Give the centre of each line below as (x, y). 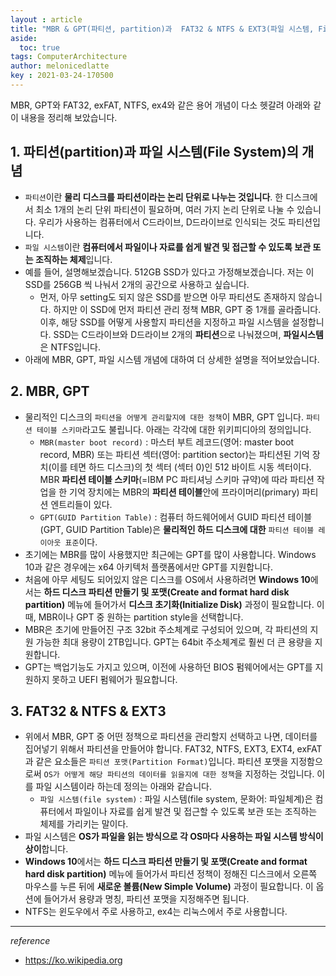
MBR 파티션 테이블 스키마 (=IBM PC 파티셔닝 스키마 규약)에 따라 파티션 (177, 479)
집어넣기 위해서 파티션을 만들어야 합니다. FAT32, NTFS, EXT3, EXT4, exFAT (173, 749)
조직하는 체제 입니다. (73, 259)
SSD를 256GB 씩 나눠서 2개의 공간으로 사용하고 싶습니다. (137, 284)
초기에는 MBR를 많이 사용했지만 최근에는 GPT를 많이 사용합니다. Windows (170, 554)
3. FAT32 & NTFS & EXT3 (88, 711)
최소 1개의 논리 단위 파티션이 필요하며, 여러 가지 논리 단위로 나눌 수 (165, 209)
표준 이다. (81, 542)
